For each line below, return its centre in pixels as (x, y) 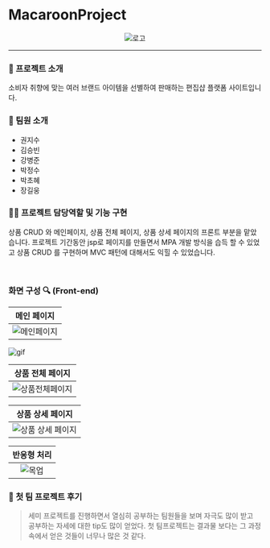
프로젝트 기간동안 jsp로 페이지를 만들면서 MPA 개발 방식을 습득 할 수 (138, 242)
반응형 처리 (32, 455)
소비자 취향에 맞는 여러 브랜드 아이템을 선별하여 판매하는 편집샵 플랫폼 (118, 88)
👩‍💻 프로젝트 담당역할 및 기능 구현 (68, 213)
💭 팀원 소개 (28, 121)
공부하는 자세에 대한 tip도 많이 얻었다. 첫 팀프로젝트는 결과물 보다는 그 (137, 526)
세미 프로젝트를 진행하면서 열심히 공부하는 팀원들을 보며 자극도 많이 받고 (141, 516)
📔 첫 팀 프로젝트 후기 (45, 497)
